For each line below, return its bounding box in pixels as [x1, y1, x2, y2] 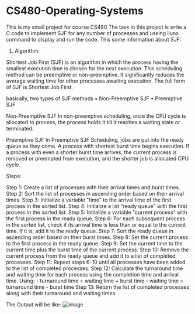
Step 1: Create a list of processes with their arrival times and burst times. [6, 183, 180, 191]
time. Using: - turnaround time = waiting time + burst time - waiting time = [6, 277, 184, 284]
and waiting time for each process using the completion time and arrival [6, 271, 179, 278]
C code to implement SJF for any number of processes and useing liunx [6, 29, 179, 36]
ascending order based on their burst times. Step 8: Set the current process [6, 233, 189, 241]
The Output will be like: [6, 301, 61, 308]
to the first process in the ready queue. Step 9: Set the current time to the [6, 240, 183, 247]
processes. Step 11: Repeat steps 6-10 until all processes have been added [6, 258, 186, 265]
